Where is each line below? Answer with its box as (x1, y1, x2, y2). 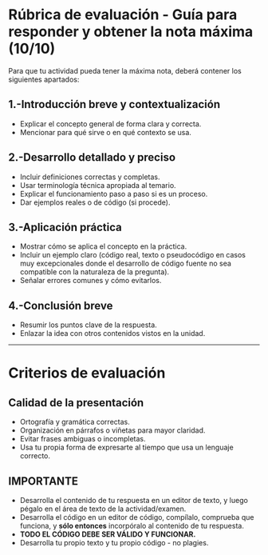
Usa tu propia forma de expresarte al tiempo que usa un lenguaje (19, 442, 234, 453)
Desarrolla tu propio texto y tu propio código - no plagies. (19, 538, 209, 547)
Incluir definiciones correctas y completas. (19, 172, 161, 182)
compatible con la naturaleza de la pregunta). (19, 267, 170, 277)
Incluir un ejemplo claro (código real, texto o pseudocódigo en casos (19, 250, 246, 260)
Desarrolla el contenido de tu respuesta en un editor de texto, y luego (19, 496, 249, 505)
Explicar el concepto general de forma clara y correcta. (19, 118, 202, 129)
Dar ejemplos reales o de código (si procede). (19, 198, 171, 207)
